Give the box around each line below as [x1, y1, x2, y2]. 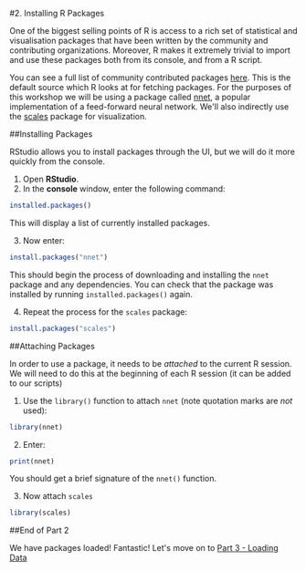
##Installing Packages [9, 129, 93, 140]
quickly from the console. [9, 156, 105, 167]
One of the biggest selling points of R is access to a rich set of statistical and [9, 26, 299, 36]
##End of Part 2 [9, 524, 69, 536]
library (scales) [9, 508, 71, 518]
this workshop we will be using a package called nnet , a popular [9, 91, 251, 102]
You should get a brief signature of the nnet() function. [9, 473, 217, 484]
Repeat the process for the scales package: [22, 306, 187, 317]
